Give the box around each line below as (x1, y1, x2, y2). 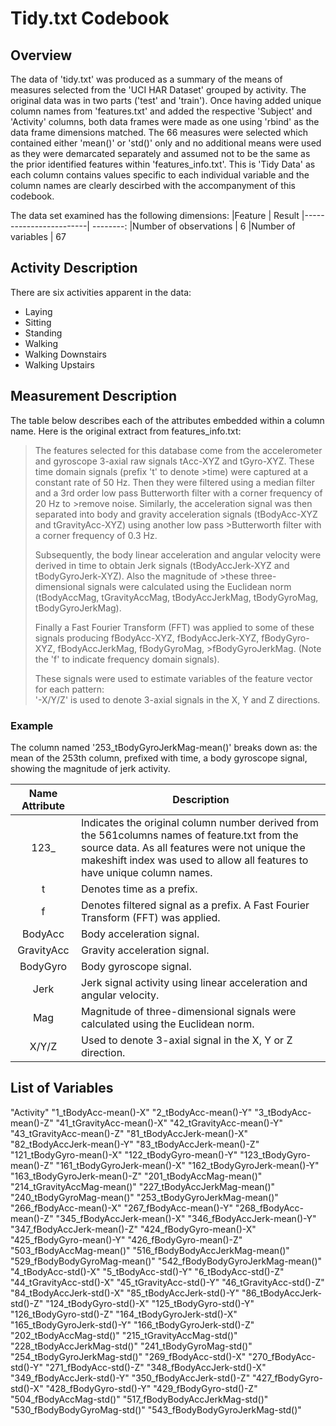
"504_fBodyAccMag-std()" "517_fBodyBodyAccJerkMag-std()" (10, 1393, 269, 1405)
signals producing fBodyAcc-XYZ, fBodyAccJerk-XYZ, (34, 632, 260, 644)
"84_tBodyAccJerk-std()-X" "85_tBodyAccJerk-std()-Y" (10, 1287, 240, 1299)
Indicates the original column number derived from (81, 815, 319, 829)
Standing (24, 327, 63, 339)
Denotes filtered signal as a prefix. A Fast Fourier (81, 898, 310, 912)
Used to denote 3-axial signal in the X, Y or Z (81, 1033, 293, 1047)
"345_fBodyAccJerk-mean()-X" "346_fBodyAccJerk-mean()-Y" (55, 1212, 317, 1224)
